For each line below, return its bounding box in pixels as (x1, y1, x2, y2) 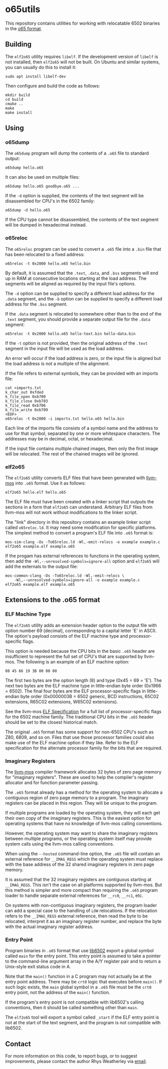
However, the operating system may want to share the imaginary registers (5, 830, 158, 836)
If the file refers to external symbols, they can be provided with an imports (5, 370, 158, 376)
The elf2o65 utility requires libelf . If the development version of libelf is (5, 53, 158, 59)
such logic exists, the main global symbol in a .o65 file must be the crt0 (5, 984, 152, 990)
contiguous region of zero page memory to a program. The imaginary (5, 795, 149, 801)
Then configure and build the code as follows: (5, 83, 100, 89)
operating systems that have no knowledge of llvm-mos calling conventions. (5, 820, 163, 826)
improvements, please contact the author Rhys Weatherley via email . (5, 1058, 147, 1064)
